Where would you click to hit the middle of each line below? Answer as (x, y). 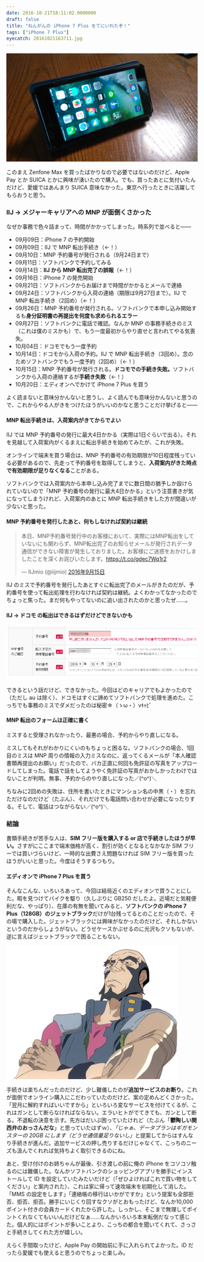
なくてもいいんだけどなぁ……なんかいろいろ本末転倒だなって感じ (108, 1217)
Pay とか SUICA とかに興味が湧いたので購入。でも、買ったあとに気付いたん (101, 179)
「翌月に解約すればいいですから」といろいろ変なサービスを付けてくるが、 (99, 1105)
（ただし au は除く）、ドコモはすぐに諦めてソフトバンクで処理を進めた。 (97, 697)
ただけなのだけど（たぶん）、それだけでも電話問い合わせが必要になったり (98, 799)
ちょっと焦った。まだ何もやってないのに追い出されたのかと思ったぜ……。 (99, 600)
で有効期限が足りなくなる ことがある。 (54, 471)
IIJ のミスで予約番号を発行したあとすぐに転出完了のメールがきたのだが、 (98, 585)
